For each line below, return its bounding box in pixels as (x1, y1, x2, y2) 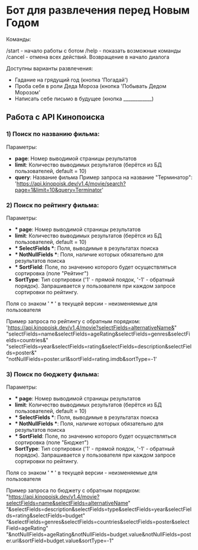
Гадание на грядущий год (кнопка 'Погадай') (14, 76, 128, 83)
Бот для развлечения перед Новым (6, 4, 190, 17)
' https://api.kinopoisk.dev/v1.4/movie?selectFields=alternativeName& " (6, 324, 177, 331)
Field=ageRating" (6, 525, 48, 532)
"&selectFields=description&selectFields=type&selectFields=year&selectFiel (6, 506, 192, 513)
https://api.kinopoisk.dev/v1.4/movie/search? (17, 180, 126, 187)
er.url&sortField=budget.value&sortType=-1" (6, 537, 114, 544)
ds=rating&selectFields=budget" (6, 512, 86, 519)
